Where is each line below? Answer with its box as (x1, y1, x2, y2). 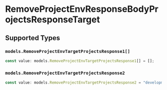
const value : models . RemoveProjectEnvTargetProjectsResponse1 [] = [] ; (5, 58, 155, 63)
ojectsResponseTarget (5, 14, 100, 25)
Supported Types (5, 34, 61, 42)
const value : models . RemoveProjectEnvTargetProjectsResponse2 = (5, 80, 141, 85)
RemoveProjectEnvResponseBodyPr (5, 3, 159, 15)
